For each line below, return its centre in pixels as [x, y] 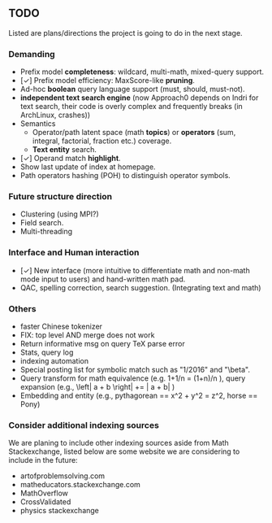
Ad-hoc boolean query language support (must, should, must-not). [132, 89]
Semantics [38, 124]
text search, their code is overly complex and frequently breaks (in [132, 107]
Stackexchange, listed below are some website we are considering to [124, 451]
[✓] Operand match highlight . [70, 159]
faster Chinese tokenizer [61, 326]
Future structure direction [60, 197]
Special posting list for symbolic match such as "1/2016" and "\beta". [135, 370]
